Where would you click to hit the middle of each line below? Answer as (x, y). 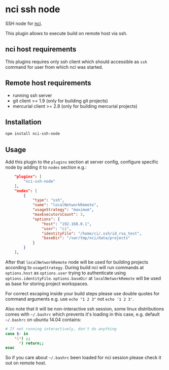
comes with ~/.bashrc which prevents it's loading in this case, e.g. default (82, 314)
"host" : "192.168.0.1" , (67, 224)
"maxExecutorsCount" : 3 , (59, 215)
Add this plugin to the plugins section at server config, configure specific (82, 162)
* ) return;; (31, 343)
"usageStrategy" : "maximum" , (63, 210)
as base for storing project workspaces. (47, 283)
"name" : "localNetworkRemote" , (65, 205)
